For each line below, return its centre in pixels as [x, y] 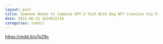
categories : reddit [25, 23]
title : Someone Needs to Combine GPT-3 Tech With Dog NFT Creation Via [79, 14]
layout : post [18, 9]
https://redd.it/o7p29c [27, 37]
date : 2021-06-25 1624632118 [34, 18]
